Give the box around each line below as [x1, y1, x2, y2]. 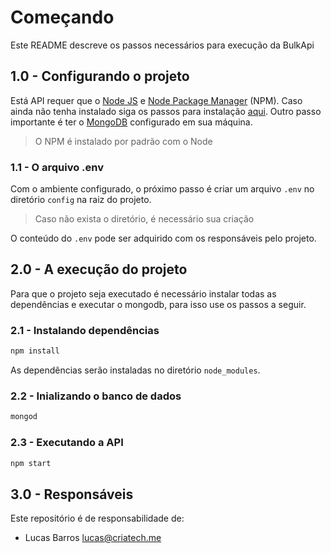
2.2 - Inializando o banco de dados [10, 389, 182, 403]
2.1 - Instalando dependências [10, 323, 160, 337]
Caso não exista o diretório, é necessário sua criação [34, 213, 255, 225]
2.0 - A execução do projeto [10, 261, 188, 278]
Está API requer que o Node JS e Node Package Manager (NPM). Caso [10, 94, 303, 106]
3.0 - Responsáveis [10, 486, 134, 503]
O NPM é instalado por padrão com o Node [34, 135, 213, 147]
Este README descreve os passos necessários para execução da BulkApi [10, 39, 315, 51]
